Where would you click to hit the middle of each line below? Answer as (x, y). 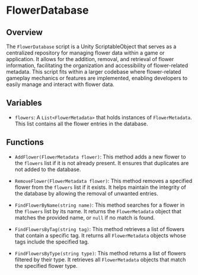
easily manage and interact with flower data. (60, 84)
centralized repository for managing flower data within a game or (85, 53)
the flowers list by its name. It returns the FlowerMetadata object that (98, 211)
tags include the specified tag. (52, 242)
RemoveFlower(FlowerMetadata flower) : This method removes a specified (103, 181)
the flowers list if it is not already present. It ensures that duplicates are (102, 163)
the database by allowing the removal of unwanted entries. (86, 193)
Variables (24, 103)
